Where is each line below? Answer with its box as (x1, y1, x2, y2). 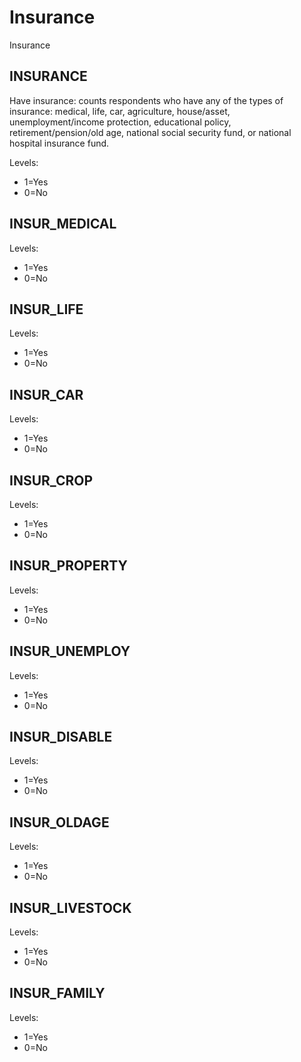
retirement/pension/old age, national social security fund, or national (9, 126, 292, 138)
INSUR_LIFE (9, 301, 84, 318)
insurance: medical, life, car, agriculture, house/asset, (9, 105, 231, 117)
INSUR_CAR (9, 386, 84, 403)
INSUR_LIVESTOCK (9, 899, 132, 916)
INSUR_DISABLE (9, 729, 113, 746)
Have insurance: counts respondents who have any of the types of (9, 94, 284, 106)
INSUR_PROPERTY (9, 557, 128, 575)
